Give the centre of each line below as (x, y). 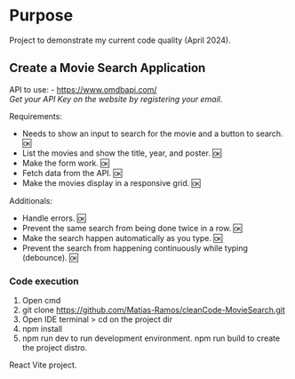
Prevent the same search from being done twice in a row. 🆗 (132, 228)
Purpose (41, 16)
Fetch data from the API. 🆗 (72, 173)
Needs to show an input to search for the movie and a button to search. (152, 133)
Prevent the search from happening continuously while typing (135, 248)
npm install (42, 329)
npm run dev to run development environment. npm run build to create (151, 338)
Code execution (44, 281)
